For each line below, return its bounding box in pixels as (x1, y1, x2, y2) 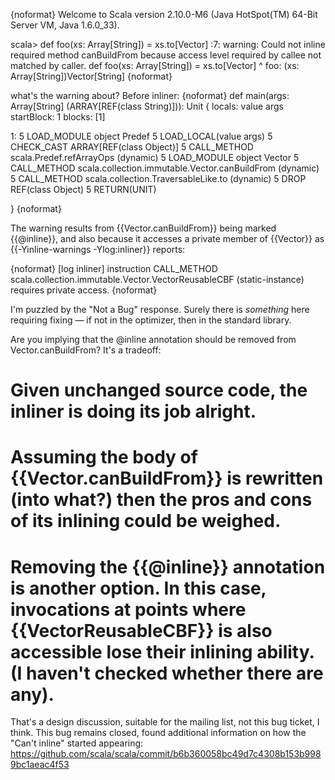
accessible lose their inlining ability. (10, 640, 315, 663)
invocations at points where (10, 598, 247, 621)
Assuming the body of (10, 446, 198, 469)
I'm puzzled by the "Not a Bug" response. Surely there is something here (10, 304, 310, 315)
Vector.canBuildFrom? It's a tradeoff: (10, 344, 162, 356)
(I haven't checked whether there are (10, 662, 324, 684)
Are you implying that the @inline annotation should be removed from (10, 334, 297, 345)
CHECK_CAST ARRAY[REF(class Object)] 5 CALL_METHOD (10, 141, 254, 153)
